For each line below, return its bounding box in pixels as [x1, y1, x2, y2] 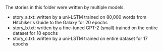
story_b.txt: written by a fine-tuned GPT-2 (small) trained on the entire [12, 25, 158, 31]
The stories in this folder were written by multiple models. [5, 5, 125, 10]
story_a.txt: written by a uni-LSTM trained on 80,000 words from [12, 14, 147, 20]
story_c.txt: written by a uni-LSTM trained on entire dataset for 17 [12, 35, 148, 41]
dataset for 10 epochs [12, 30, 58, 36]
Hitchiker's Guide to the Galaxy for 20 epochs [12, 20, 108, 25]
